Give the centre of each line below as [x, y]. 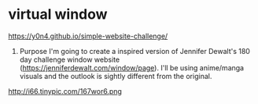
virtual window [58, 14]
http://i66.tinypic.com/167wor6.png [65, 91]
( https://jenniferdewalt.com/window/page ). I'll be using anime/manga [132, 67]
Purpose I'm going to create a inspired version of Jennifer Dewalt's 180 [135, 51]
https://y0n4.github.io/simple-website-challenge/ [88, 36]
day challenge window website [70, 59]
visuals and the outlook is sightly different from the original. [116, 76]
